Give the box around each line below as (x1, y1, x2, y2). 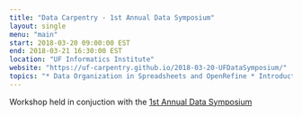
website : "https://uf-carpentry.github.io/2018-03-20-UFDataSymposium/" (9, 64, 288, 73)
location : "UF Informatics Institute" (9, 55, 155, 64)
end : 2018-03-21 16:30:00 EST (9, 47, 123, 56)
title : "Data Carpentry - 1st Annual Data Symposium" (9, 13, 216, 22)
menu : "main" (9, 30, 58, 39)
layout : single (9, 22, 67, 31)
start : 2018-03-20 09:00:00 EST (9, 38, 130, 48)
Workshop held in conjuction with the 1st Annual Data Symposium (9, 96, 253, 107)
